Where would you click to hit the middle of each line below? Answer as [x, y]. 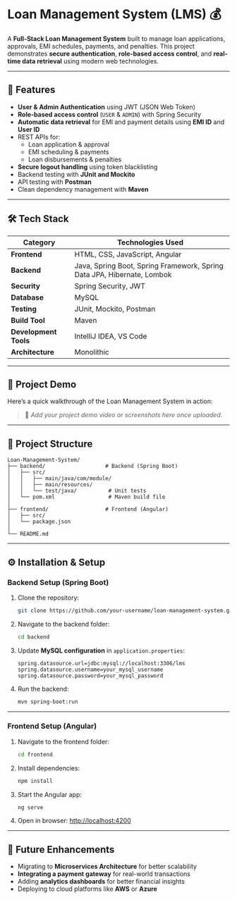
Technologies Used [150, 242]
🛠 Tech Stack [38, 219]
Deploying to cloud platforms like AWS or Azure [87, 889]
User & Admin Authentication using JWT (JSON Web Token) [107, 106]
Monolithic [92, 352]
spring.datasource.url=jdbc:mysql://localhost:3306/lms [101, 663]
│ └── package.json [39, 522]
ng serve [30, 807]
